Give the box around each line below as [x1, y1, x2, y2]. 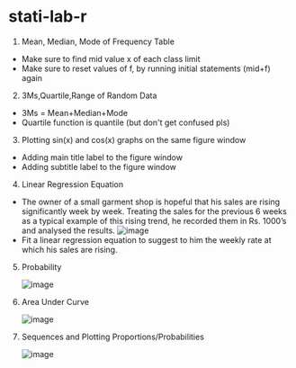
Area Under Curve [21, 296, 89, 307]
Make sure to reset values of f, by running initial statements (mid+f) [21, 63, 271, 74]
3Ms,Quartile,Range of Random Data [21, 90, 157, 101]
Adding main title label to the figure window [21, 151, 184, 163]
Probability [21, 261, 62, 272]
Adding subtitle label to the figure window [21, 161, 176, 172]
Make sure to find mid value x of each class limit [21, 53, 201, 64]
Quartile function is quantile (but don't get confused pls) [21, 117, 230, 128]
